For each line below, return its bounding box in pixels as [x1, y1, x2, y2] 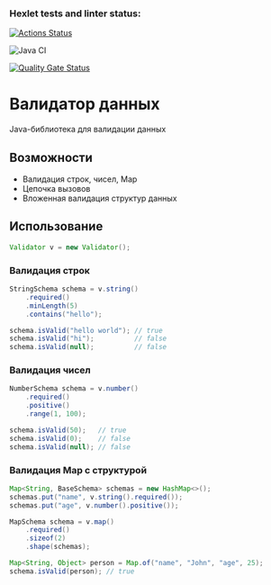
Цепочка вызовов [22, 184, 91, 194]
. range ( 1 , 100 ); [25, 409, 87, 418]
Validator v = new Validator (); [9, 242, 131, 252]
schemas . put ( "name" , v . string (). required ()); [9, 492, 183, 501]
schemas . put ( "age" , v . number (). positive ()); [9, 500, 179, 510]
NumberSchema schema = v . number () [9, 384, 140, 393]
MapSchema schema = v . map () [9, 517, 115, 526]
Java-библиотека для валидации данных [9, 124, 167, 135]
